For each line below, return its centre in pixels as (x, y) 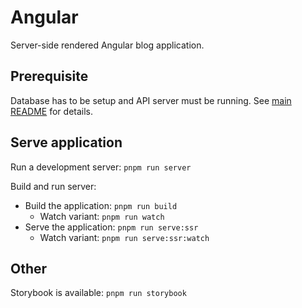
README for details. (52, 111)
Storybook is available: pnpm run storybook (98, 293)
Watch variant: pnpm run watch (102, 216)
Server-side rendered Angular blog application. (107, 45)
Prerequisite (49, 76)
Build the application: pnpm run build (101, 205)
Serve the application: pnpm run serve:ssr (111, 227)
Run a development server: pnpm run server (101, 167)
